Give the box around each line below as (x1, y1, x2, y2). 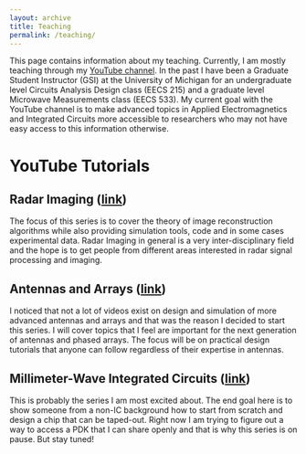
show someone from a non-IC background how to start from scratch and (9, 405, 283, 416)
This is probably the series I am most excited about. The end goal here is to (9, 395, 293, 406)
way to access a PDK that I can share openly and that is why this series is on (9, 424, 298, 435)
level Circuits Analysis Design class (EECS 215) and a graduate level (9, 84, 265, 96)
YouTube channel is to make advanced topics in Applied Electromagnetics (9, 104, 288, 115)
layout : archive (9, 13, 71, 23)
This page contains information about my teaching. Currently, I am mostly (9, 56, 286, 67)
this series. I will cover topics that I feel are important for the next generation (9, 325, 297, 336)
